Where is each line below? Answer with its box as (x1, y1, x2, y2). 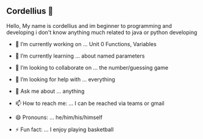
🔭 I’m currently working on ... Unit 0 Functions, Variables (15, 40, 157, 47)
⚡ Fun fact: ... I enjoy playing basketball (15, 126, 114, 133)
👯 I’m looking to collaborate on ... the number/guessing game (15, 64, 169, 71)
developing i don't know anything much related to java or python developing (6, 29, 198, 36)
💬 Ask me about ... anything (15, 87, 85, 95)
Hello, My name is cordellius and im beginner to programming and (6, 22, 173, 29)
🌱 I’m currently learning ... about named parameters (15, 52, 145, 59)
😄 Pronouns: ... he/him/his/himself (15, 114, 102, 121)
